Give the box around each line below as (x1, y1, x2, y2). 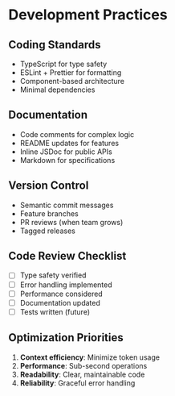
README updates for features (19, 138, 119, 148)
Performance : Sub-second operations (19, 361, 148, 370)
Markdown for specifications (19, 155, 116, 165)
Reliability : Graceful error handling (19, 377, 136, 388)
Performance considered (19, 289, 103, 298)
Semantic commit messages (19, 200, 114, 210)
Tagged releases (19, 226, 76, 236)
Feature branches (19, 208, 79, 219)
